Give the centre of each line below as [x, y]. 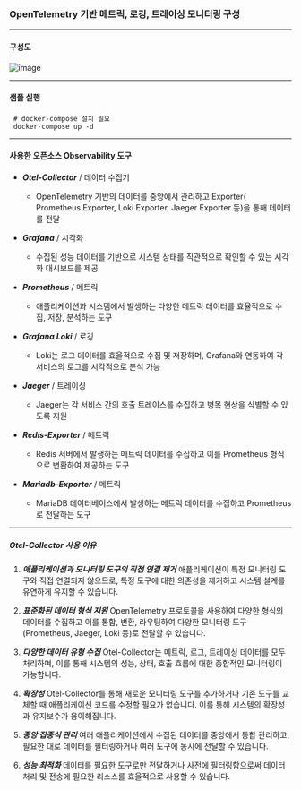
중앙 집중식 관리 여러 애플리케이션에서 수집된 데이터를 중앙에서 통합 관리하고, [155, 734]
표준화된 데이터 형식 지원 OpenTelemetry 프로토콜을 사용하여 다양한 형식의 [153, 610]
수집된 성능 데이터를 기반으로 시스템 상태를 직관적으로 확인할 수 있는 [154, 256]
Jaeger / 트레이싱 [54, 385]
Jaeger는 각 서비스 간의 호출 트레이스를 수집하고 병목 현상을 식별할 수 [157, 404]
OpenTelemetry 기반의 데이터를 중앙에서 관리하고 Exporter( [141, 196]
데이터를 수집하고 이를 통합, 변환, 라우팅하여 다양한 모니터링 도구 [135, 622]
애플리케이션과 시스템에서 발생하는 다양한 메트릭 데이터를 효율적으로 [154, 305]
